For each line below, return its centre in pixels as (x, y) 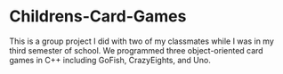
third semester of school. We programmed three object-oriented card (137, 50)
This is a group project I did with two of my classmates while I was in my (141, 41)
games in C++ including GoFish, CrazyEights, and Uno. (110, 60)
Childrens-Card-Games (98, 16)
